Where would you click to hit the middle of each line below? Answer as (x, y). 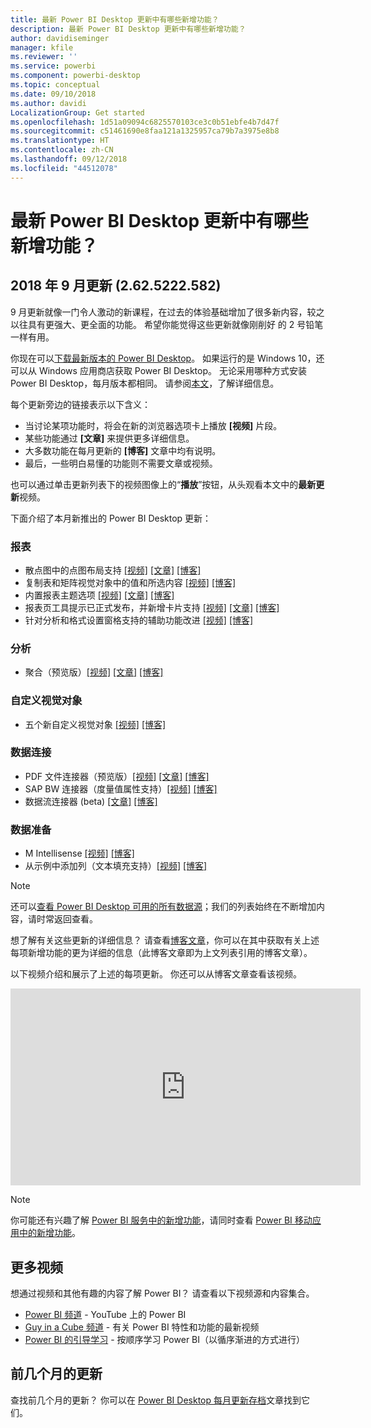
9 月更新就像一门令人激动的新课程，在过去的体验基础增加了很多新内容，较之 (167, 312)
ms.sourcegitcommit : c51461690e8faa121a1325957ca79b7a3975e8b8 (145, 131)
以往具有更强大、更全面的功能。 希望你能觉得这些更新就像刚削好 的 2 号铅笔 (167, 324)
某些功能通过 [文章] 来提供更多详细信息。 (109, 438)
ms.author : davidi (48, 103)
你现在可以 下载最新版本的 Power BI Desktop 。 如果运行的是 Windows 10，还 (167, 358)
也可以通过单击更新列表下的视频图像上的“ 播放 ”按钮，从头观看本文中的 (154, 484)
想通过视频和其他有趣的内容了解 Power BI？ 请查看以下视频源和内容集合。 (162, 1293)
